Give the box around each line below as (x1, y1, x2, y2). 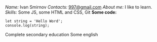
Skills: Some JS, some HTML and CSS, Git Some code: (5, 9, 117, 15)
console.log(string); (5, 23, 50, 28)
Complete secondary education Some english (5, 32, 98, 37)
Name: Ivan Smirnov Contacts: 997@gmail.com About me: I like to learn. (5, 4, 152, 10)
